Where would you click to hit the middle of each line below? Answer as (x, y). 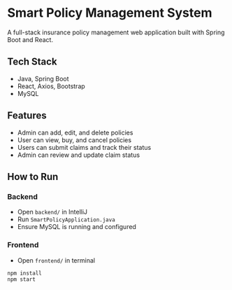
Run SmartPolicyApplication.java (66, 219)
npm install (24, 273)
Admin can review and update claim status (79, 155)
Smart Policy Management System (110, 13)
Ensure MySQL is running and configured (77, 227)
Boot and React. (30, 39)
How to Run (33, 177)
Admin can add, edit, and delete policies (75, 132)
